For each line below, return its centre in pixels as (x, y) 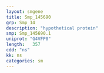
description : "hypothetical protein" (52, 28)
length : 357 (24, 45)
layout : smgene (25, 11)
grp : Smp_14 (21, 22)
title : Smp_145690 (28, 17)
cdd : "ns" (18, 50)
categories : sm (25, 61)
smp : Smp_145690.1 (28, 34)
